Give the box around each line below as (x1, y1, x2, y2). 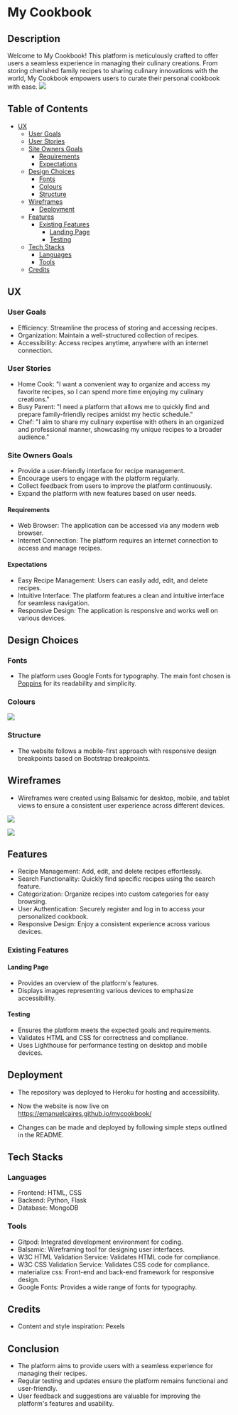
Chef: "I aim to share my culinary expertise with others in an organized (17, 417, 225, 426)
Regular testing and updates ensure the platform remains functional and (17, 1377, 229, 1385)
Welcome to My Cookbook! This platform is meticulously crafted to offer (7, 51, 219, 60)
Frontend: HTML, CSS (17, 1188, 82, 1197)
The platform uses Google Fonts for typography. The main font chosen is (17, 672, 231, 681)
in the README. (17, 1130, 64, 1139)
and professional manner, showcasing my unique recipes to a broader (17, 425, 222, 433)
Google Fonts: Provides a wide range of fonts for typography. (17, 1283, 198, 1291)
